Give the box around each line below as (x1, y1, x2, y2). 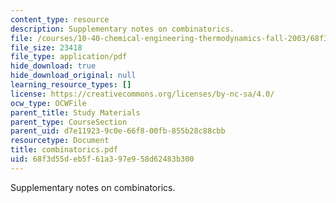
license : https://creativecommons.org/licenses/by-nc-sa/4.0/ (10, 89, 275, 99)
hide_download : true (10, 61, 97, 71)
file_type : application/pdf (10, 52, 128, 62)
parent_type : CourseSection (10, 117, 128, 127)
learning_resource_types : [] (10, 80, 132, 90)
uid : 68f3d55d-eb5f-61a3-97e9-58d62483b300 (10, 154, 195, 164)
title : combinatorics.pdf (10, 145, 118, 155)
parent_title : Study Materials (10, 107, 141, 118)
